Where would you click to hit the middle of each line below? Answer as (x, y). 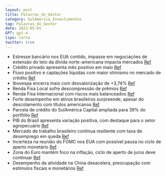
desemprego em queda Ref (41, 136)
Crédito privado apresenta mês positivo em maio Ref (67, 67)
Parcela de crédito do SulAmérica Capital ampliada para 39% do (79, 109)
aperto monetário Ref (34, 147)
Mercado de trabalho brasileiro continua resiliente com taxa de (77, 131)
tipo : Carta (18, 38)
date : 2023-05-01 (23, 28)
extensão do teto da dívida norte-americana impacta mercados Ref (82, 62)
